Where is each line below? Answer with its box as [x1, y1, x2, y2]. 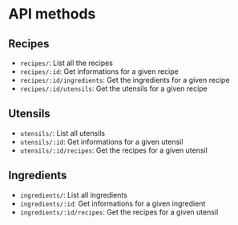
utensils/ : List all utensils [19, 128, 106, 137]
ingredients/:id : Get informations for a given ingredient [19, 198, 206, 208]
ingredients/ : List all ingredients [19, 190, 128, 199]
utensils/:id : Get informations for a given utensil [19, 137, 184, 146]
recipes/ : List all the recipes [19, 58, 114, 67]
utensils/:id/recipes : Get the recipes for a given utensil [19, 145, 208, 155]
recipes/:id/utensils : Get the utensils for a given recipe [19, 84, 208, 93]
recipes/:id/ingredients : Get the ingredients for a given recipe [19, 76, 230, 84]
